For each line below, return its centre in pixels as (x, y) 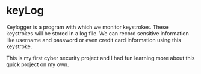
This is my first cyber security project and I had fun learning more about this (100, 58)
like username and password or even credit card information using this (94, 40)
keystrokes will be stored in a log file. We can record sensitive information (98, 33)
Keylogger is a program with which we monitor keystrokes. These (87, 27)
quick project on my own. (38, 64)
